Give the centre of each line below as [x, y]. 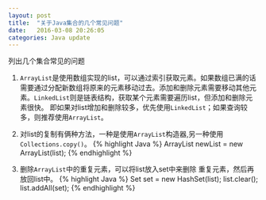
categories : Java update [49, 38]
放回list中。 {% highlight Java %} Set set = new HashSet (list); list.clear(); [139, 179]
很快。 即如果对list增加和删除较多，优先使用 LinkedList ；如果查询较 [137, 108]
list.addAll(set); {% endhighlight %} [77, 188]
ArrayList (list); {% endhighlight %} [76, 153]
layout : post [30, 15]
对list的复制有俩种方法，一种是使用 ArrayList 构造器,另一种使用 [121, 134]
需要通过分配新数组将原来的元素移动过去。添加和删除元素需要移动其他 [135, 88]
